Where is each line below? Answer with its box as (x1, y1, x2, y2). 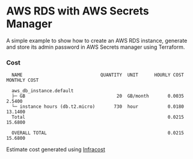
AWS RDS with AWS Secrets (6, 4, 149, 18)
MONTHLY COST (6, 77, 39, 84)
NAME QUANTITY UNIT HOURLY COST (11, 72, 185, 78)
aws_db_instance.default (11, 88, 74, 94)
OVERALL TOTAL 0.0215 (11, 130, 185, 136)
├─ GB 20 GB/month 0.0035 (11, 93, 185, 99)
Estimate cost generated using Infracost (6, 146, 105, 153)
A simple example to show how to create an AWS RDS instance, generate (6, 37, 188, 44)
